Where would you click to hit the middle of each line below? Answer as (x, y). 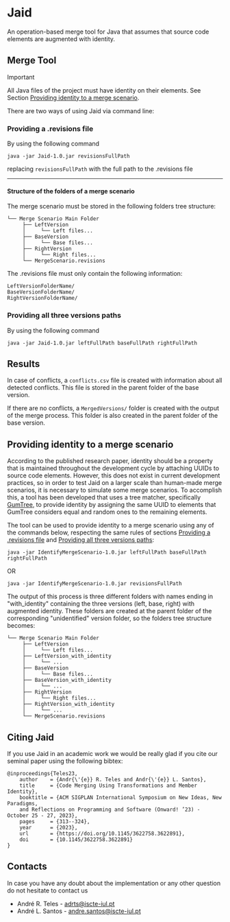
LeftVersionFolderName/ (41, 286)
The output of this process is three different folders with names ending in (110, 596)
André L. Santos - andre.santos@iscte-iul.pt (79, 911)
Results (24, 364)
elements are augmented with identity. (61, 38)
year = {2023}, (49, 827)
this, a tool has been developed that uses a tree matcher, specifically (104, 497)
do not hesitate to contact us (48, 890)
